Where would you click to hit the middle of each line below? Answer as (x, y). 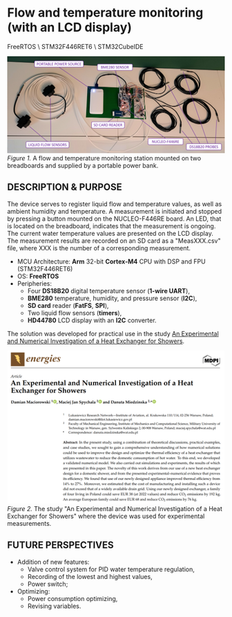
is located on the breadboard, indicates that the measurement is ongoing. (112, 225)
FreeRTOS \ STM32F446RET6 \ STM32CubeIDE (75, 46)
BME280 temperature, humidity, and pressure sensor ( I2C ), (112, 298)
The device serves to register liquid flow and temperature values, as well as (115, 204)
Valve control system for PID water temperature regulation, (111, 569)
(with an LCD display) (70, 27)
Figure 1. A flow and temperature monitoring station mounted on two (104, 158)
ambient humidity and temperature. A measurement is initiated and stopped (115, 211)
